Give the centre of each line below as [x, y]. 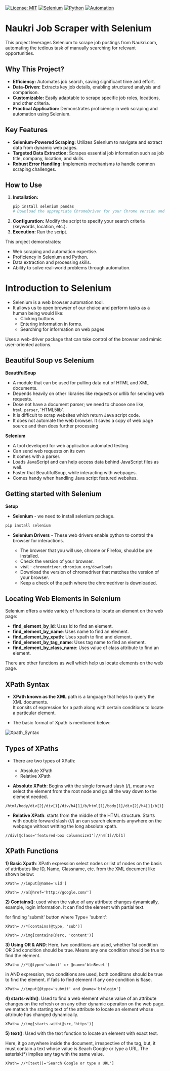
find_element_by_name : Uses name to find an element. [71, 632]
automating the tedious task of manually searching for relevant [71, 48]
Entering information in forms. [51, 324]
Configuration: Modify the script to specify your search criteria [79, 221]
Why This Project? [35, 69]
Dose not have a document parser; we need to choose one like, [79, 404]
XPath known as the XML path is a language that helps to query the [83, 697]
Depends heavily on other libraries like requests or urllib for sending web [88, 393]
